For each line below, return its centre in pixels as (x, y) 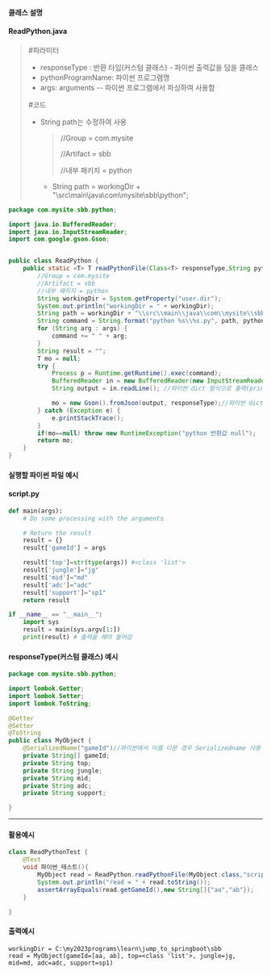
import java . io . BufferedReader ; (63, 224)
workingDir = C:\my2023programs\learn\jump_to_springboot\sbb (115, 948)
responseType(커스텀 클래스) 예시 (63, 656)
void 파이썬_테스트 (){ (56, 868)
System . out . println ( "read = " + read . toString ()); (124, 882)
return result (46, 600)
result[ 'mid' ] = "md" (56, 577)
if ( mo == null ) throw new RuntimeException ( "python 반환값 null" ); (147, 433)
